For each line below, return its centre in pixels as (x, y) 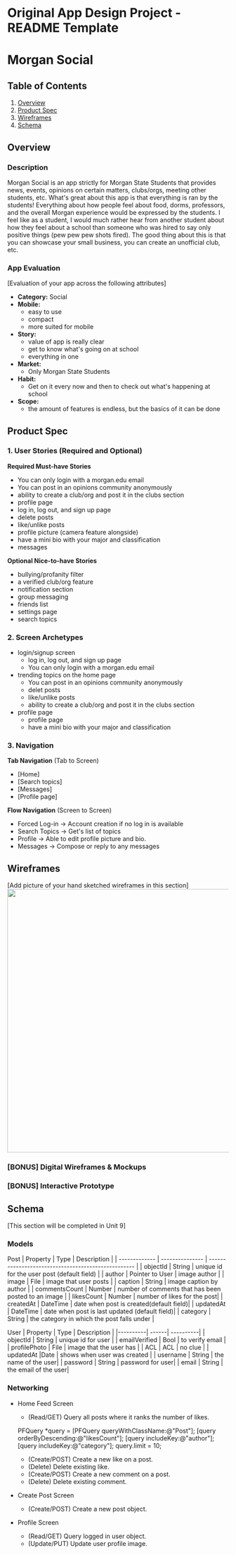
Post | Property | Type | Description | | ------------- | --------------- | (107, 1259)
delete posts (35, 517)
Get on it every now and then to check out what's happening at (119, 386)
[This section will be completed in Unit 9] (67, 1225)
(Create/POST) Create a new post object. (87, 1509)
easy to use (45, 312)
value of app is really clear (66, 341)
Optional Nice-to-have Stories (52, 561)
